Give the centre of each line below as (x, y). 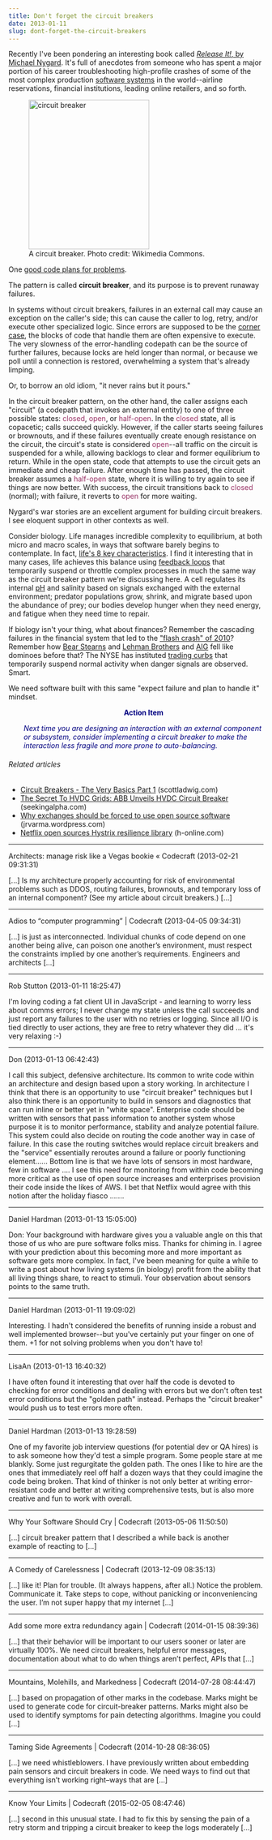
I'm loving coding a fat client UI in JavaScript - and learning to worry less (130, 1001)
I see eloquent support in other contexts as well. (89, 521)
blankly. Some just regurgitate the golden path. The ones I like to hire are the (136, 1464)
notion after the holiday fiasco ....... (66, 1195)
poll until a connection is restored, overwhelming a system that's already (129, 361)
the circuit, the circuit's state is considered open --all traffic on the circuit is (133, 445)
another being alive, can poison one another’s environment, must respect (130, 945)
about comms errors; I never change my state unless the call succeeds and (134, 1010)
